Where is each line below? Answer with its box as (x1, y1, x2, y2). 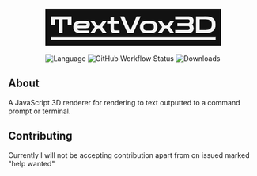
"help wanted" (8, 159, 55, 168)
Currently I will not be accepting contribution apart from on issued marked (8, 150, 250, 159)
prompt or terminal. (8, 106, 71, 116)
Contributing (8, 129, 73, 143)
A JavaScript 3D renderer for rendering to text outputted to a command (8, 98, 240, 107)
